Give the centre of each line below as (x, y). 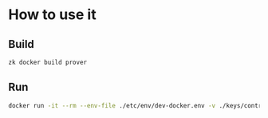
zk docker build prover (48, 62)
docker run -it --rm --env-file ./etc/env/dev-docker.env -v (112, 105)
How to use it (53, 15)
